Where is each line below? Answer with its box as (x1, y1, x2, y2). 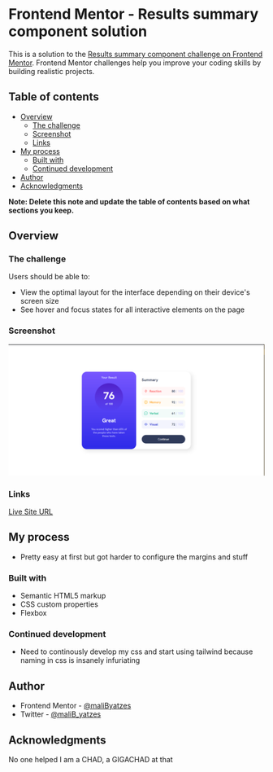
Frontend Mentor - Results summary (8, 5, 259, 24)
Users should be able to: (8, 272, 91, 282)
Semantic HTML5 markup (19, 591, 106, 601)
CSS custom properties (19, 599, 99, 609)
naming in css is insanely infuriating (19, 656, 141, 665)
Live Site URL (8, 507, 54, 516)
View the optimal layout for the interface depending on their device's (19, 287, 250, 297)
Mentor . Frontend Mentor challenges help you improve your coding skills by (8, 58, 262, 68)
